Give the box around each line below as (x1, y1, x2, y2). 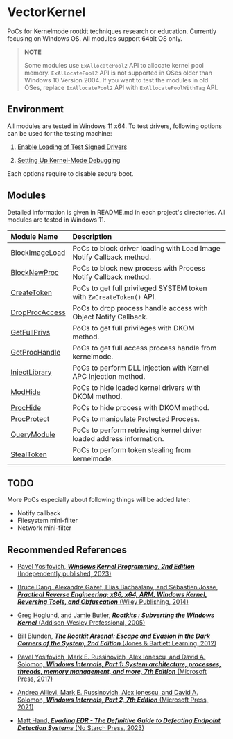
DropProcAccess (10, 308, 66, 317)
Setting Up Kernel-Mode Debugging (17, 156, 121, 164)
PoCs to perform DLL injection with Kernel (72, 363, 209, 373)
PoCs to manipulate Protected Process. (72, 413, 200, 423)
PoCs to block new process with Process (72, 263, 206, 273)
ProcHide (10, 402, 42, 412)
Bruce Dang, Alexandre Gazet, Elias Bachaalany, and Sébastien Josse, (17, 583, 218, 591)
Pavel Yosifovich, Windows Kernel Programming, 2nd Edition (17, 562, 196, 571)
